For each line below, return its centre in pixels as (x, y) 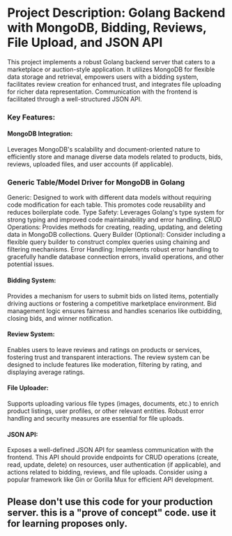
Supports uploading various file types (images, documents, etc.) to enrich (113, 403)
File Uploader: (28, 388)
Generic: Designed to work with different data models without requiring (109, 198)
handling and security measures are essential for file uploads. (96, 418)
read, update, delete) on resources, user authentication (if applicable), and (114, 465)
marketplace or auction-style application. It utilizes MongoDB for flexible (111, 69)
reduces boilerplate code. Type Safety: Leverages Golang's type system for (116, 212)
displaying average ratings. (46, 372)
